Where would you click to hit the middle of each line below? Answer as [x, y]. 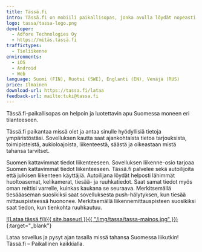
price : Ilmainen [27, 85]
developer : [20, 29]
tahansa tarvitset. [28, 150]
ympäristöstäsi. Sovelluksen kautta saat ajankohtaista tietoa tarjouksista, [96, 138]
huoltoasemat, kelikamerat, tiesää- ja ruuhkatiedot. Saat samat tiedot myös [99, 181]
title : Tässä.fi [27, 12]
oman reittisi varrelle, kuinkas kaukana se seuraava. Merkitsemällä [89, 188]
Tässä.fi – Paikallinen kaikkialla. [45, 244]
